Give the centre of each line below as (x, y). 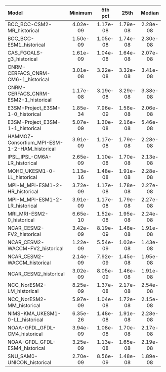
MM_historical (24, 305)
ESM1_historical (26, 45)
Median (150, 13)
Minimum (81, 13)
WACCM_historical (29, 263)
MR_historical (23, 30)
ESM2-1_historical (30, 100)
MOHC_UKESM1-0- (32, 171)
